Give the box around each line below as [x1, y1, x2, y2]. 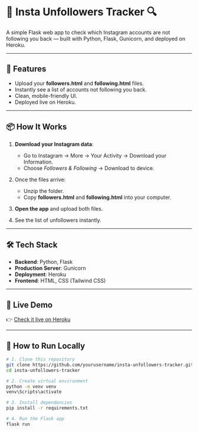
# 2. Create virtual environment [6, 378, 88, 384]
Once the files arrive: [14, 176, 66, 183]
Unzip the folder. [23, 187, 64, 194]
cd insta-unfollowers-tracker [6, 367, 81, 373]
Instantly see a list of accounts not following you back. [14, 86, 147, 93]
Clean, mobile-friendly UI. [14, 92, 78, 99]
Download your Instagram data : [14, 140, 94, 148]
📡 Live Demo [6, 300, 53, 310]
